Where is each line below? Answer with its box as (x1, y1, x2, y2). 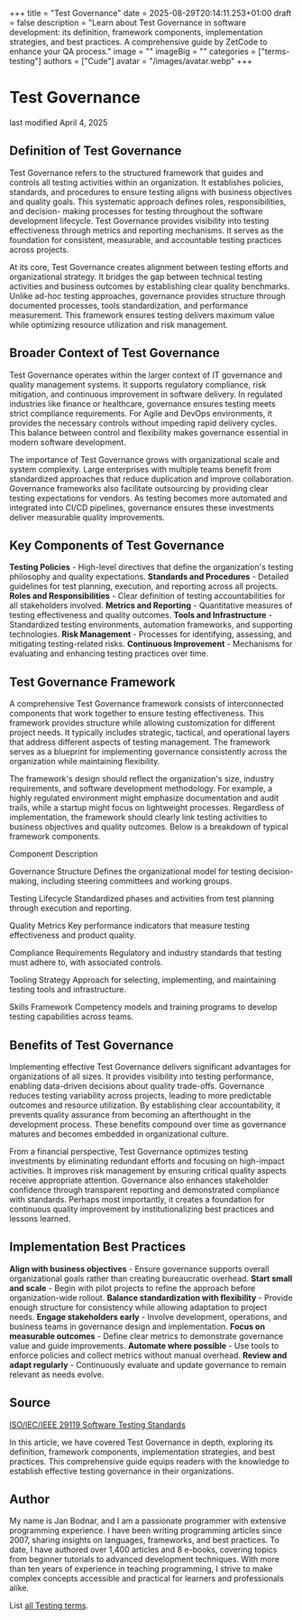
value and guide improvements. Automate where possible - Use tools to (9, 1340, 279, 1351)
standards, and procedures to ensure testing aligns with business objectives (9, 186, 293, 197)
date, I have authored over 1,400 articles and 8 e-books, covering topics (9, 1544, 278, 1555)
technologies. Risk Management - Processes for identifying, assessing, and (9, 629, 292, 640)
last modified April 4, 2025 (9, 117, 108, 127)
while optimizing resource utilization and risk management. (9, 319, 228, 330)
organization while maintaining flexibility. (9, 756, 160, 767)
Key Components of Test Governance (9, 538, 225, 553)
